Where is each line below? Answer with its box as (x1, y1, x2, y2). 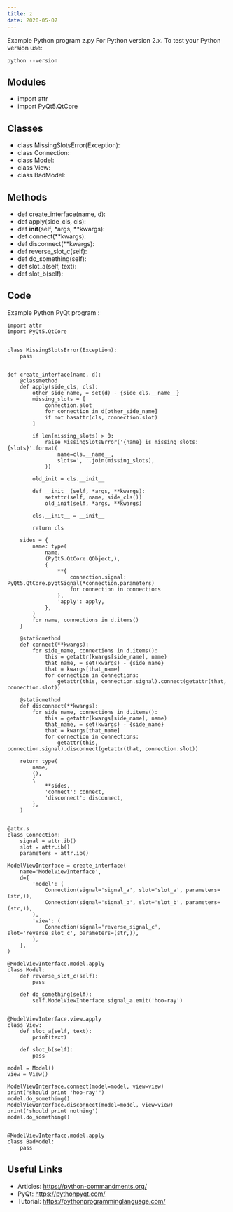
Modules (7, 76, 47, 88)
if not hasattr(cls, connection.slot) (44, 414, 158, 421)
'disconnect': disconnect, (44, 794, 124, 802)
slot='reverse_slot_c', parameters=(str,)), (7, 929, 139, 936)
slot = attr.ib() (20, 843, 71, 851)
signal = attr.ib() (20, 837, 77, 844)
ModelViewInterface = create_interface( (7, 862, 127, 869)
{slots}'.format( (7, 445, 58, 452)
